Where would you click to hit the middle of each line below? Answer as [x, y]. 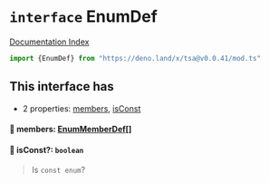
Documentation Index [49, 42]
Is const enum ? [58, 170]
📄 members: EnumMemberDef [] [71, 130]
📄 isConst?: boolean [47, 149]
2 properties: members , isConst [82, 108]
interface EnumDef [84, 17]
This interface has [62, 87]
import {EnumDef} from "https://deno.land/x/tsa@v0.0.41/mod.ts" [135, 58]
